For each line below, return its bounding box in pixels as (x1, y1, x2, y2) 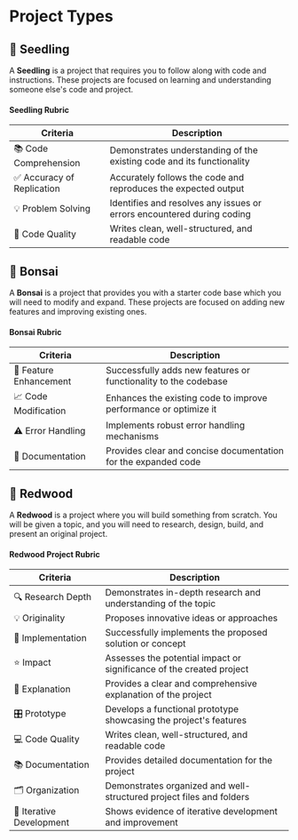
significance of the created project (105, 663, 249, 676)
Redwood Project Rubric (9, 548, 100, 559)
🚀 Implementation (13, 632, 87, 644)
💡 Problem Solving (13, 203, 91, 215)
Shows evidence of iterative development (105, 805, 278, 818)
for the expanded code (106, 456, 201, 468)
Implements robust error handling (106, 420, 246, 432)
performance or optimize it (106, 403, 217, 415)
